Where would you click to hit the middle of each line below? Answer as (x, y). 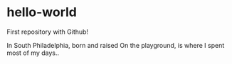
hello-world (42, 12)
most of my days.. (33, 53)
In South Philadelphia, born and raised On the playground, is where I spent (116, 45)
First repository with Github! (48, 32)
